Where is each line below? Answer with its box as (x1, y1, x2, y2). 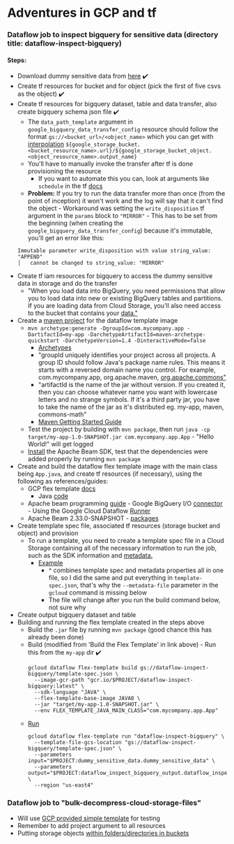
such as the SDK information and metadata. (27, 551, 153, 560)
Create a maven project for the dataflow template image (17, 316, 178, 325)
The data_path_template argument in (27, 117, 134, 126)
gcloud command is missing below (48, 588, 148, 597)
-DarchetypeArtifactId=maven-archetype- (86, 331, 206, 338)
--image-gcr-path (33, 676, 85, 684)
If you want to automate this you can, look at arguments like (38, 175, 210, 183)
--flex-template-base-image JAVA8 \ (33, 695, 141, 702)
